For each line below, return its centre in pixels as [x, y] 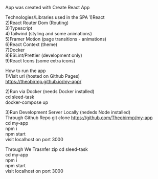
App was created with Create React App [48, 7]
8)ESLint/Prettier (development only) [44, 55]
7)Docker [15, 50]
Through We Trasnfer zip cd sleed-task [47, 149]
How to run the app [26, 71]
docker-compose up [27, 102]
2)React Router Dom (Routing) [37, 23]
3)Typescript [19, 28]
